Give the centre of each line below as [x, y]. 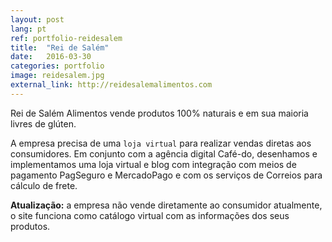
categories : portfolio [57, 66]
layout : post [37, 19]
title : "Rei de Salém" [60, 47]
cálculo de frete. [44, 185]
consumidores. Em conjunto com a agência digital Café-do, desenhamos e [164, 153]
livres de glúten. [43, 123]
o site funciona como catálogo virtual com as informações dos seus [150, 215]
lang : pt [28, 29]
